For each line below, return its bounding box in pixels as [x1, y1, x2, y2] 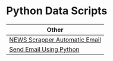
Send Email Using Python [9, 45, 80, 53]
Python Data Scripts [6, 4, 108, 18]
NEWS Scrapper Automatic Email [9, 36, 101, 44]
